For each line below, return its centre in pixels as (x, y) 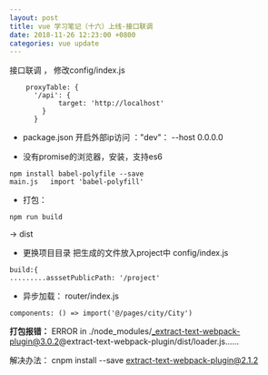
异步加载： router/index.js (71, 296)
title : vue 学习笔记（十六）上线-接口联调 (81, 26)
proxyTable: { (52, 87)
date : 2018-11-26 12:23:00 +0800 (73, 35)
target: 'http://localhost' (111, 104)
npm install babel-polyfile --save (77, 174)
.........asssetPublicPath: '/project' (85, 279)
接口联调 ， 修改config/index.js (67, 70)
